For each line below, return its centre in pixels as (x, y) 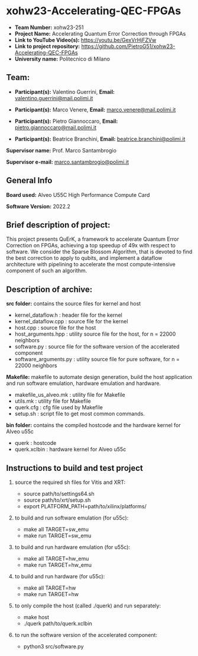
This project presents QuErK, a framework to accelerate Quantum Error (92, 239)
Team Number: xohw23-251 (49, 27)
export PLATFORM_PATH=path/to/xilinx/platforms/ (85, 506)
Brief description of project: (58, 224)
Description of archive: (49, 289)
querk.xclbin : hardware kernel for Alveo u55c (70, 450)
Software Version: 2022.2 (38, 206)
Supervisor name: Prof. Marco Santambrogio (61, 150)
